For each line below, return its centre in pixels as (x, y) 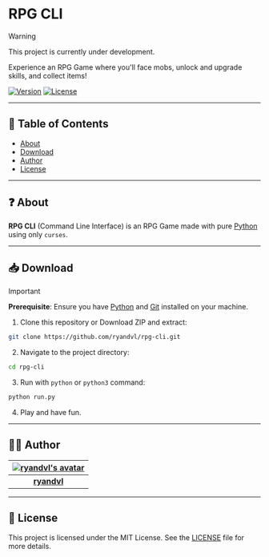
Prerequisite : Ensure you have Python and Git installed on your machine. (128, 307)
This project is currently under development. (82, 51)
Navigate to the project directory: (74, 353)
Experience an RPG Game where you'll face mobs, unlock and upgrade (125, 67)
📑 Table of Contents (58, 124)
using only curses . (38, 234)
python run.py (32, 398)
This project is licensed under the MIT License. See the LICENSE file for (126, 537)
